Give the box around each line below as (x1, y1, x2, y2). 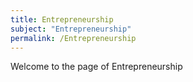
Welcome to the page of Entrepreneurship (10, 61, 183, 73)
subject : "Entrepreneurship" (10, 24, 132, 34)
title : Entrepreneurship (10, 14, 114, 25)
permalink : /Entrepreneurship (10, 33, 137, 43)
